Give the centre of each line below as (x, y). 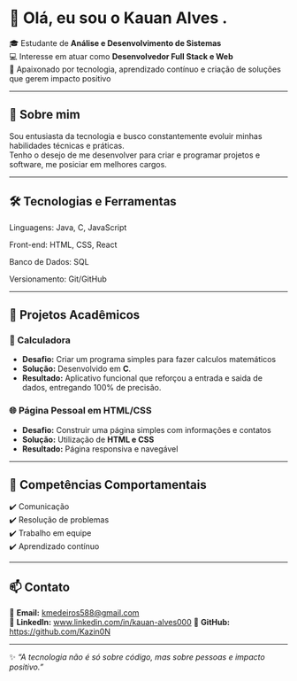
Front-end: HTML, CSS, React (63, 244)
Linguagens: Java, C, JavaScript (68, 227)
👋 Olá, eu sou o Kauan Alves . (118, 18)
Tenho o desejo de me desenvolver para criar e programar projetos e (135, 155)
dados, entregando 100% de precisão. (91, 388)
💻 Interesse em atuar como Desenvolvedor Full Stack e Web (122, 56)
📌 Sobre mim (45, 115)
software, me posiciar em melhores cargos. (88, 164)
